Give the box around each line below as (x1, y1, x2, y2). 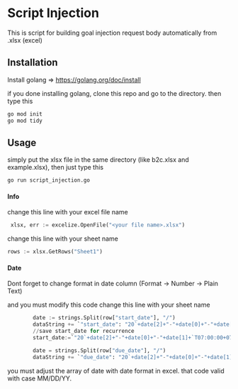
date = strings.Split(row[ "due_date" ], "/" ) (33, 346, 166, 354)
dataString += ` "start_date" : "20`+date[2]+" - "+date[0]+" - (33, 321, 211, 328)
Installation (7, 57, 58, 69)
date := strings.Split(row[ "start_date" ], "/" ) (33, 314, 176, 322)
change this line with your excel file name (7, 208, 129, 217)
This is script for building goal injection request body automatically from (7, 28, 217, 37)
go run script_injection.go (7, 177, 91, 184)
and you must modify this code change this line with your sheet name (7, 300, 210, 309)
